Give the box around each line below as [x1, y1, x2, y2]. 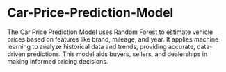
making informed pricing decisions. [7, 57, 108, 65]
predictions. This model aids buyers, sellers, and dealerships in [26, 50, 208, 58]
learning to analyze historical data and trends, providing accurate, [7, 42, 196, 51]
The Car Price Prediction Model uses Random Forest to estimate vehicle [7, 28, 213, 36]
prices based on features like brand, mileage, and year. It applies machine [7, 35, 219, 43]
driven [7, 50, 26, 58]
